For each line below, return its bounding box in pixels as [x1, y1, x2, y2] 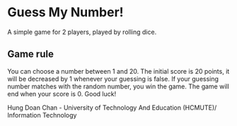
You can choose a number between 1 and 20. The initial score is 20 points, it [7, 67, 230, 75]
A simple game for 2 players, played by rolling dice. [7, 28, 157, 36]
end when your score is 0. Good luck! [7, 89, 117, 98]
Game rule [7, 48, 54, 60]
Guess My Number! [7, 4, 124, 21]
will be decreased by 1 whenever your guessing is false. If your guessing [7, 74, 219, 83]
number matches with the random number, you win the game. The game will [7, 82, 230, 91]
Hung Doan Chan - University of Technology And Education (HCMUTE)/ [7, 103, 217, 112]
